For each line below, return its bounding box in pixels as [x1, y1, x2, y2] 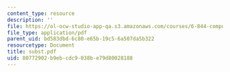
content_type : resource [7, 10, 75, 17]
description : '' [7, 16, 53, 23]
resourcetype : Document [7, 42, 75, 49]
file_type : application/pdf [7, 29, 88, 36]
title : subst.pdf [7, 49, 57, 56]
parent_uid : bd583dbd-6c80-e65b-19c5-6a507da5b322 [7, 36, 155, 43]
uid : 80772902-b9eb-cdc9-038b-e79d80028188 [7, 55, 133, 62]
